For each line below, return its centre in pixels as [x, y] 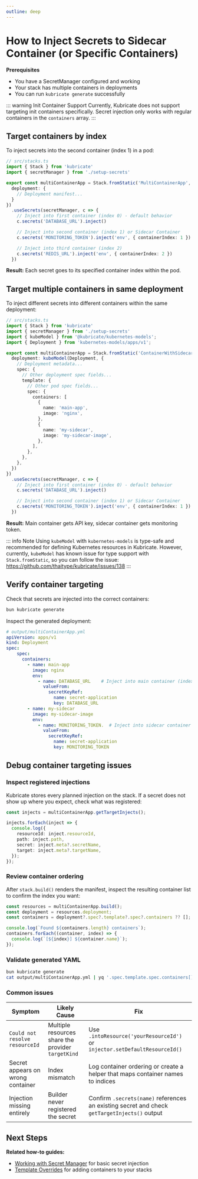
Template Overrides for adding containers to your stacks [83, 1170]
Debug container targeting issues [69, 766]
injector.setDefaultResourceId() [135, 1050]
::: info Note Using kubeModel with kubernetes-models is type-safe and [90, 540]
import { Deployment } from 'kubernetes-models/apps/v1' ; [79, 342]
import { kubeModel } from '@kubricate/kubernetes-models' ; [82, 337]
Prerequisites [23, 70]
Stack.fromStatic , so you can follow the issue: [62, 559]
